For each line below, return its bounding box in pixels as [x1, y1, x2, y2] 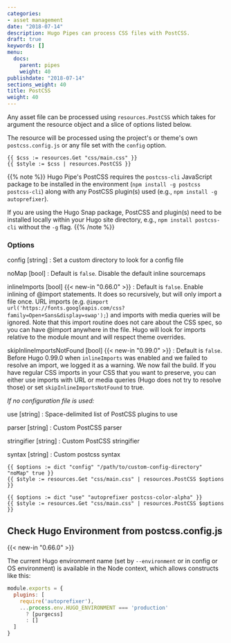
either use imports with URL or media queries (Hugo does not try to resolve [7, 376, 221, 385]
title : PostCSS [7, 87, 51, 94]
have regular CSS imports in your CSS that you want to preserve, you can [7, 369, 216, 377]
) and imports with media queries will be [106, 311, 221, 319]
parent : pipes [19, 62, 60, 69]
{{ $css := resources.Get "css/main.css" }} [7, 155, 138, 161]
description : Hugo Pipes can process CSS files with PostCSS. [7, 29, 190, 37]
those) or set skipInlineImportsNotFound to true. [7, 383, 145, 391]
